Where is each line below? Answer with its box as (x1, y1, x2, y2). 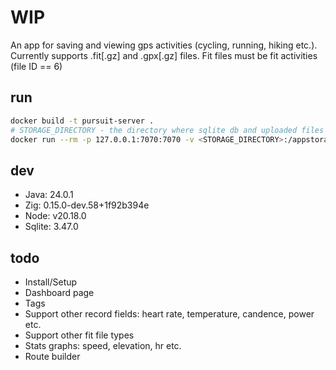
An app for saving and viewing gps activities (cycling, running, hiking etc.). (10, 39, 318, 51)
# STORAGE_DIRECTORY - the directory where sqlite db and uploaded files (10, 125, 325, 135)
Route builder (24, 351, 81, 362)
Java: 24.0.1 (24, 189, 74, 201)
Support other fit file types (24, 329, 135, 341)
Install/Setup (24, 276, 78, 288)
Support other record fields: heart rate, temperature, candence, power (24, 308, 315, 320)
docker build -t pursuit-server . (10, 116, 155, 126)
